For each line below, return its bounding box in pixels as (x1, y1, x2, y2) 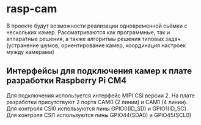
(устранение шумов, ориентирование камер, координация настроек (6, 42, 186, 49)
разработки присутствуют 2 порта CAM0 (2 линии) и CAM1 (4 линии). (6, 98, 188, 105)
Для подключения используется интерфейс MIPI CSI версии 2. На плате (6, 91, 196, 99)
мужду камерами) (6, 48, 55, 55)
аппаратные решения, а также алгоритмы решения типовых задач (6, 35, 181, 42)
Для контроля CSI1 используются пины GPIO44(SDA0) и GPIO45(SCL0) (6, 111, 192, 118)
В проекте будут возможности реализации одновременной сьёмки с (6, 22, 188, 29)
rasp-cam (6, 2, 57, 16)
